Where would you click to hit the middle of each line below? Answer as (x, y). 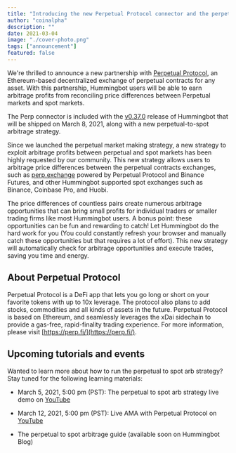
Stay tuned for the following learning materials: (75, 378)
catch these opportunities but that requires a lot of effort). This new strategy (118, 240)
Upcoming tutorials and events (76, 354)
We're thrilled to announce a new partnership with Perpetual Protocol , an (113, 73)
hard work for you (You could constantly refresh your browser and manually (117, 233)
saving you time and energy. (48, 255)
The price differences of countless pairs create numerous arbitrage (105, 203)
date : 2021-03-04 (33, 33)
